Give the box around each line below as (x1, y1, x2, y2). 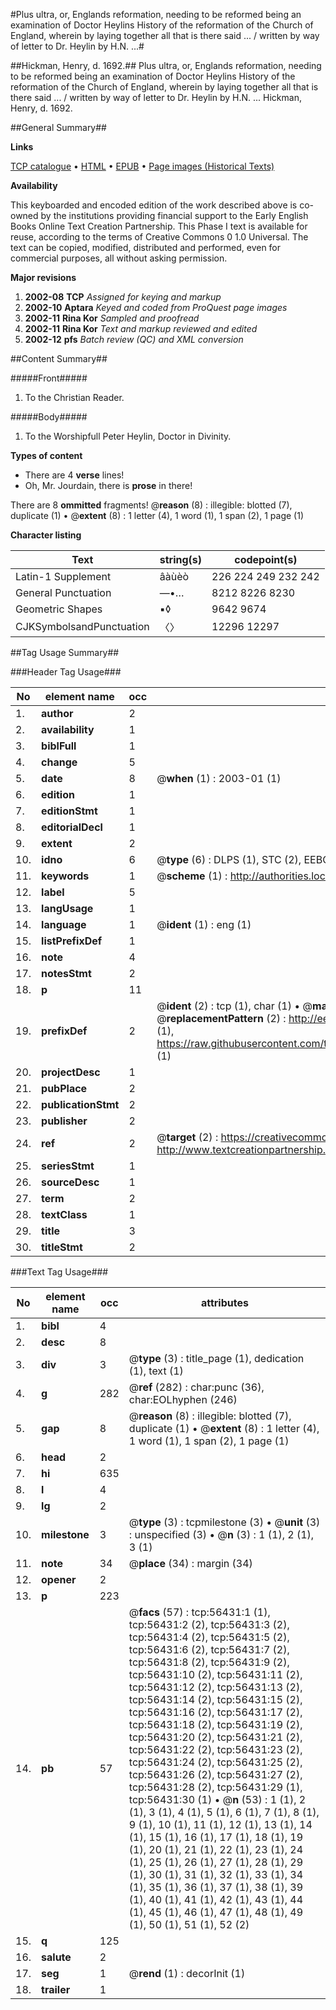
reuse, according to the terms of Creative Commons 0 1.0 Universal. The (10, 231, 309, 243)
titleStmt (41, 1240, 83, 1254)
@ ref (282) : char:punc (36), (128, 1380, 265, 1394)
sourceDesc (41, 1175, 100, 1189)
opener (41, 1573, 77, 1586)
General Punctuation (15, 586, 112, 599)
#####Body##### (10, 411, 88, 423)
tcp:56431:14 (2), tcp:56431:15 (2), (128, 1693, 303, 1706)
